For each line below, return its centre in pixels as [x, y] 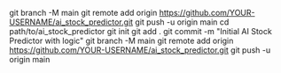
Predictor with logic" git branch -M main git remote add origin [121, 40]
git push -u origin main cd [182, 22]
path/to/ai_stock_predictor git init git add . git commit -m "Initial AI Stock [140, 31]
